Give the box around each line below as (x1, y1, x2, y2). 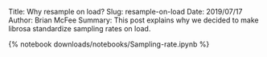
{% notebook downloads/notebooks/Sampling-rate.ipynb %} (8, 39, 210, 49)
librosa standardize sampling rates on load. (8, 24, 151, 33)
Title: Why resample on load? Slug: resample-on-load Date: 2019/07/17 (8, 7, 243, 16)
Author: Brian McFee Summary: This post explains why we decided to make (8, 15, 259, 25)
